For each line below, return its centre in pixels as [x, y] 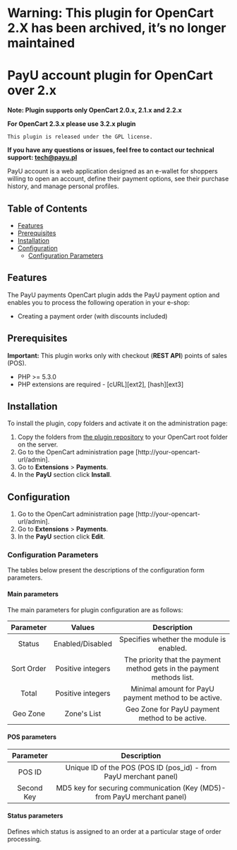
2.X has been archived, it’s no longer [117, 28]
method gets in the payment [172, 668]
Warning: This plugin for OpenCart [110, 13]
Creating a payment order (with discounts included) [92, 316]
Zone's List [83, 713]
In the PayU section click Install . [65, 475]
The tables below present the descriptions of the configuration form [106, 570]
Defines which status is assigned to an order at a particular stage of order [115, 832]
